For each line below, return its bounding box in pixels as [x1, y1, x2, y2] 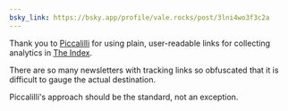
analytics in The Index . [9, 47, 92, 58]
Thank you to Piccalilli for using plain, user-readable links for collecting [9, 38, 271, 48]
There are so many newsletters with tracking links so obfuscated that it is [9, 64, 279, 75]
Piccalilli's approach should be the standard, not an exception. [9, 91, 239, 102]
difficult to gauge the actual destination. [9, 73, 157, 85]
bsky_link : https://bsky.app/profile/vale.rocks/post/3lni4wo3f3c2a [9, 13, 270, 22]
